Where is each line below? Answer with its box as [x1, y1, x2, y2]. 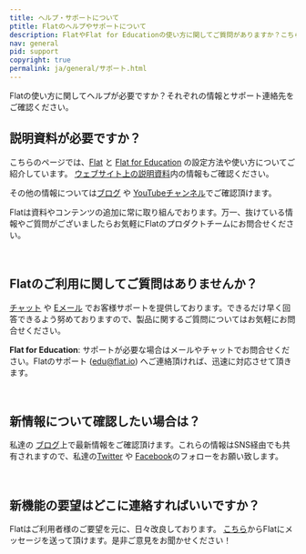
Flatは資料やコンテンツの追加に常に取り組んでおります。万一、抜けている [9, 206, 285, 217]
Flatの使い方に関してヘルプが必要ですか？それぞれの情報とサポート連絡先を [9, 90, 294, 101]
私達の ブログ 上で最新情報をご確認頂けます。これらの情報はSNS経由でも [9, 439, 283, 450]
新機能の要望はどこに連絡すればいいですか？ [9, 498, 260, 513]
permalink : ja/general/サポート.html [9, 65, 148, 74]
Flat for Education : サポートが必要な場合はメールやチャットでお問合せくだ [9, 344, 291, 355]
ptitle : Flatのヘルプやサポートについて [9, 22, 148, 31]
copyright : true [9, 55, 71, 65]
